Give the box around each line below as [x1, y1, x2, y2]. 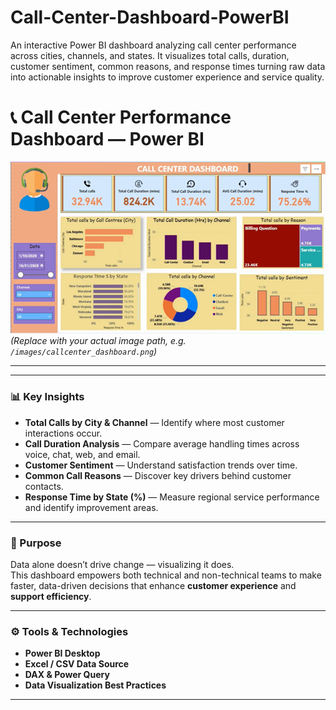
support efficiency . [10, 590, 92, 602]
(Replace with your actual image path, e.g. [10, 335, 187, 347]
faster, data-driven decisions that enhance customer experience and [10, 579, 297, 591]
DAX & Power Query [24, 669, 110, 681]
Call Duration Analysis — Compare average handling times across [24, 437, 300, 450]
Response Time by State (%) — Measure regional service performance [24, 491, 320, 503]
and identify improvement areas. [24, 501, 159, 513]
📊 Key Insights [10, 390, 85, 404]
